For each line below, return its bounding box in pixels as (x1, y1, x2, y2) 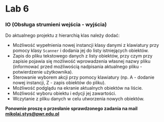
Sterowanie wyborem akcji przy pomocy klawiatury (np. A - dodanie (12, 74, 154, 81)
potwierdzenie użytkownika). (12, 69, 73, 75)
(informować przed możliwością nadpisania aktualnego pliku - (12, 64, 143, 70)
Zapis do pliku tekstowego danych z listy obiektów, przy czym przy (12, 53, 153, 59)
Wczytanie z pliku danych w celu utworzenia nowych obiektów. (12, 96, 145, 102)
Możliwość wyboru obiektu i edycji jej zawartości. (12, 90, 116, 96)
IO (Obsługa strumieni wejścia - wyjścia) (5, 21, 107, 28)
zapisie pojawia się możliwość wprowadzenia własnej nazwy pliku (12, 58, 151, 65)
